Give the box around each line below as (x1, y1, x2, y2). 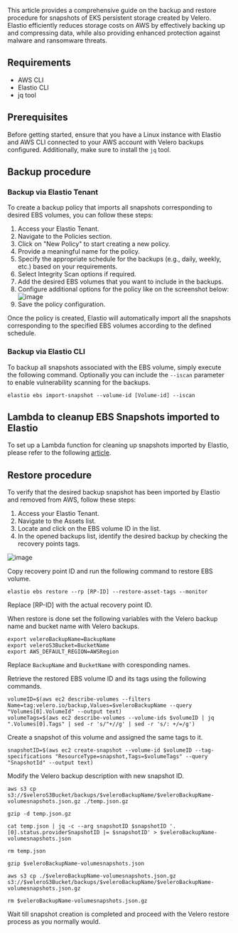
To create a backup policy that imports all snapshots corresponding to (7, 203, 213, 212)
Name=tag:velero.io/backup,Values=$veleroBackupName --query (7, 702, 193, 709)
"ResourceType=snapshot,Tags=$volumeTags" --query (55, 753, 208, 760)
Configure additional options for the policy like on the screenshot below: (17, 285, 229, 293)
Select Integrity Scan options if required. (17, 270, 136, 279)
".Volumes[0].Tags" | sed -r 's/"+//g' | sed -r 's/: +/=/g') (7, 721, 195, 728)
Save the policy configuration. (17, 300, 106, 308)
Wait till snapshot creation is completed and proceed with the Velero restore (7, 910, 229, 919)
